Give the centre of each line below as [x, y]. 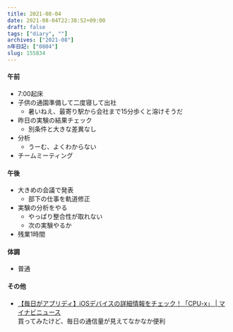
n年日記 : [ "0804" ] [33, 47]
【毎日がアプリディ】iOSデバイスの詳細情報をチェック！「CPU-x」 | [117, 303]
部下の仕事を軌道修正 [59, 199]
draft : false [26, 27]
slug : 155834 [26, 54]
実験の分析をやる [42, 208]
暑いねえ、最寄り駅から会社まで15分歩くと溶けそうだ [106, 112]
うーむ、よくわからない [62, 147]
